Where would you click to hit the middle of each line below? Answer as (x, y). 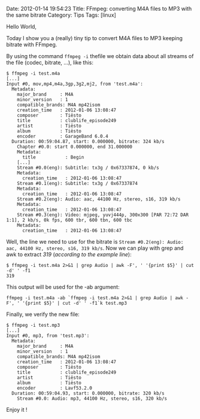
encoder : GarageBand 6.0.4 (63, 136)
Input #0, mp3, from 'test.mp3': (48, 336)
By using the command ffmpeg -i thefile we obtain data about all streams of (100, 56)
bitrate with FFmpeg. (32, 45)
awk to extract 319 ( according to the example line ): (69, 254)
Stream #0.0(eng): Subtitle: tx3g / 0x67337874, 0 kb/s (88, 168)
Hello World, (22, 27)
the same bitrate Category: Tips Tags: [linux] (61, 15)
